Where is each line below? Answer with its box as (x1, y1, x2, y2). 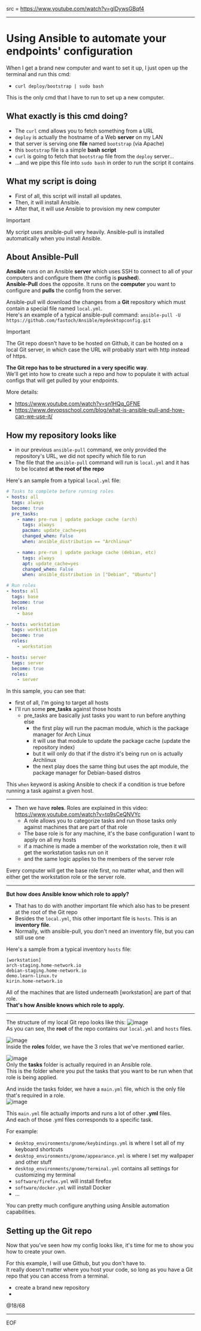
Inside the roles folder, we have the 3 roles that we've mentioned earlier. (6, 1043, 185, 1050)
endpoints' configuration (6, 44, 133, 58)
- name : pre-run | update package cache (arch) (17, 516, 138, 522)
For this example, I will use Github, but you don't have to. (6, 1260, 147, 1267)
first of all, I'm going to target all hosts (14, 699, 109, 706)
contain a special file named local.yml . (6, 305, 103, 312)
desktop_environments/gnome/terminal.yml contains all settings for (14, 1165, 179, 1172)
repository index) (32, 743, 75, 751)
